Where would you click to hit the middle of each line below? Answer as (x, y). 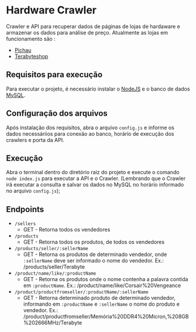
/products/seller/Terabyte (54, 267)
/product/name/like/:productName (55, 274)
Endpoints (25, 209)
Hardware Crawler (51, 10)
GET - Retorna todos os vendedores (67, 230)
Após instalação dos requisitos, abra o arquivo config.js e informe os (90, 127)
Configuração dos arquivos (57, 114)
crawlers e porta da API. (35, 140)
